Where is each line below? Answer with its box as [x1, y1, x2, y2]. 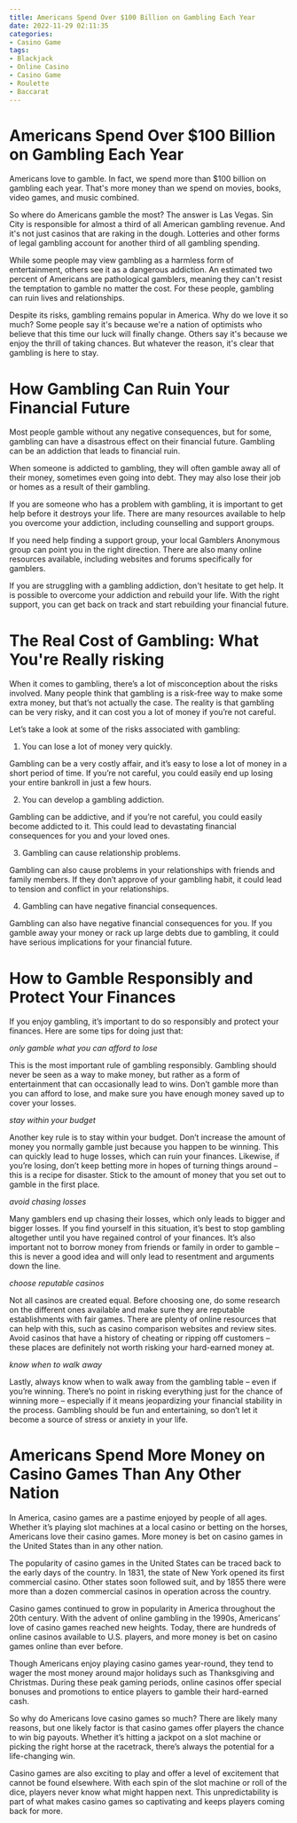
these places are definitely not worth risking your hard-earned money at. [9, 1342, 275, 1353]
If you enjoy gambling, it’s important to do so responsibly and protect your [9, 1017, 279, 1027]
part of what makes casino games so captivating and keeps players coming [9, 1796, 285, 1807]
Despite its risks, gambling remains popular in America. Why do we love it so [9, 310, 289, 320]
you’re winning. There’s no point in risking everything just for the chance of [9, 1386, 284, 1397]
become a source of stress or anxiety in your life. [9, 1414, 189, 1425]
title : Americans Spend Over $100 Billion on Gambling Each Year [9, 12, 255, 22]
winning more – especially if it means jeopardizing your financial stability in [9, 1395, 283, 1406]
